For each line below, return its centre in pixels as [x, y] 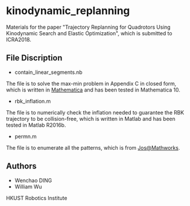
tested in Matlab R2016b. [36, 125]
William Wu [28, 187]
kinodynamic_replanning [68, 11]
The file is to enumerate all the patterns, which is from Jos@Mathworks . [93, 147]
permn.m [26, 136]
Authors [21, 166]
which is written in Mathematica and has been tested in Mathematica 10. [93, 90]
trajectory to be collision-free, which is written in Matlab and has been [91, 119]
